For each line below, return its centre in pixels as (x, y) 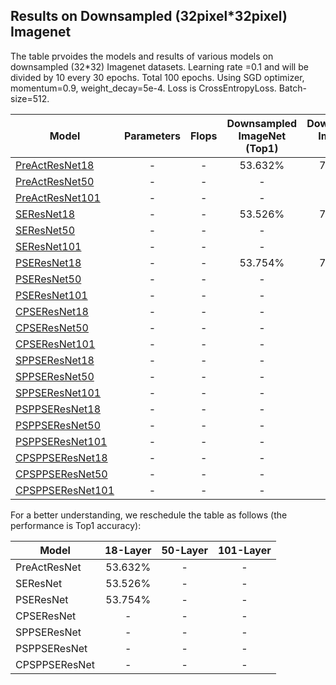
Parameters (152, 136)
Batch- (292, 88)
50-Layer (184, 550)
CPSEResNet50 (52, 327)
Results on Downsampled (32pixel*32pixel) (149, 16)
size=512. (30, 98)
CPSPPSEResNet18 (61, 457)
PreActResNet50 (55, 181)
